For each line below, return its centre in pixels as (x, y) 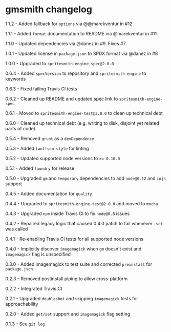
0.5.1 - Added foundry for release (40, 168)
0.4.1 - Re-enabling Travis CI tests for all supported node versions (74, 239)
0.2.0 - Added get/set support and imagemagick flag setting (68, 314)
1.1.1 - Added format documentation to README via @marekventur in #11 (81, 33)
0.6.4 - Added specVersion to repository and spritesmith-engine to (76, 73)
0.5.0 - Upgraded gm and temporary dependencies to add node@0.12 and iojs (86, 178)
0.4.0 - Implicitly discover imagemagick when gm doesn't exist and (73, 249)
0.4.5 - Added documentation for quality (49, 193)
